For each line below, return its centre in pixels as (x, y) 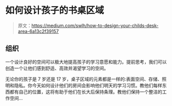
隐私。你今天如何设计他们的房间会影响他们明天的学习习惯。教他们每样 (88, 85)
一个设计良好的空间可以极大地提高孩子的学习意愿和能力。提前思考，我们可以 (86, 62)
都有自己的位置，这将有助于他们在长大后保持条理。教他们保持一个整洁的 (86, 92)
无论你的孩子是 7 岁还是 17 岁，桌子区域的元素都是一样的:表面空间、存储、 (84, 79)
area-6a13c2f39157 (38, 31)
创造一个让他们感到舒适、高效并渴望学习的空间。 (57, 68)
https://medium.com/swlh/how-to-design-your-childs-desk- (95, 25)
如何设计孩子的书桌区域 (55, 10)
